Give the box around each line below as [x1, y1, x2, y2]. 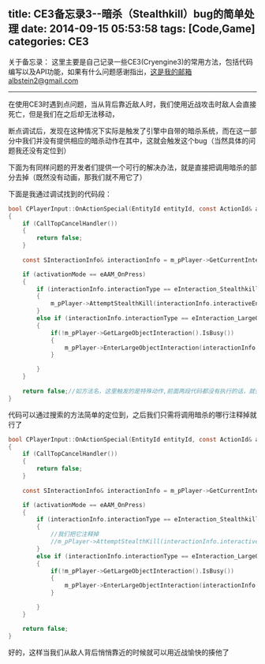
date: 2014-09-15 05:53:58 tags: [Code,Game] [21, 22, 256, 35]
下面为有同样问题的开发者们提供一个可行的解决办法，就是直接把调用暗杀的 [8, 162, 250, 172]
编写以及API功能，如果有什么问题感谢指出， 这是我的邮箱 [8, 66, 192, 76]
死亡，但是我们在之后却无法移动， [8, 109, 119, 118]
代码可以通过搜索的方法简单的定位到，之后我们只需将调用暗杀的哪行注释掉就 [8, 409, 257, 420]
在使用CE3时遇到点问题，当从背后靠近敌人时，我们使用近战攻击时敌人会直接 [8, 99, 257, 109]
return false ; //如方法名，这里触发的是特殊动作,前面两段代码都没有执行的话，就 [22, 387, 255, 395]
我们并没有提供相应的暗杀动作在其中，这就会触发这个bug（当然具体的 [21, 136, 249, 145]
